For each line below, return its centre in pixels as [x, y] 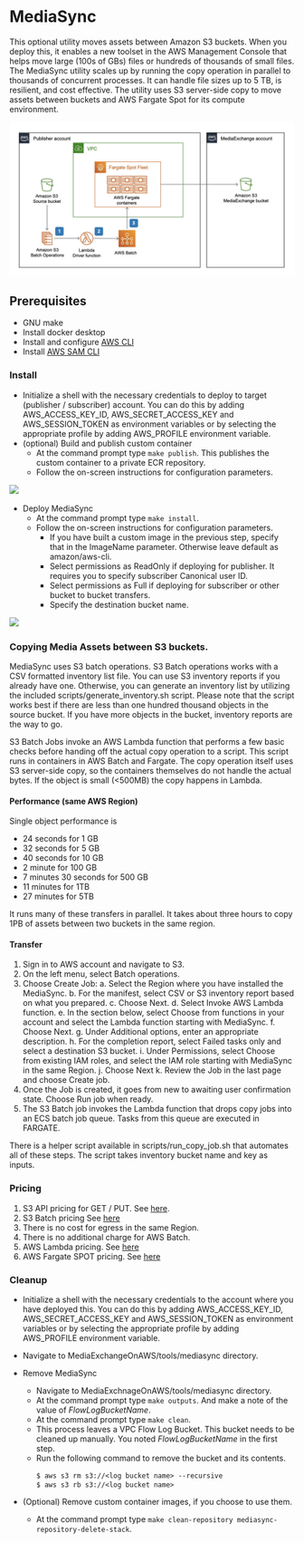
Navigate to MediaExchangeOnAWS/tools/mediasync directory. [140, 1355]
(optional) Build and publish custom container [107, 443]
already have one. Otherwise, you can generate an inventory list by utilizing [150, 686]
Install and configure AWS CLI [78, 342]
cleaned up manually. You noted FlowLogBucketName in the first [157, 1439]
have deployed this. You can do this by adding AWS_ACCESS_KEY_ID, [152, 1309]
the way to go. [36, 724]
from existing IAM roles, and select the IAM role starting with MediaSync [157, 1061]
